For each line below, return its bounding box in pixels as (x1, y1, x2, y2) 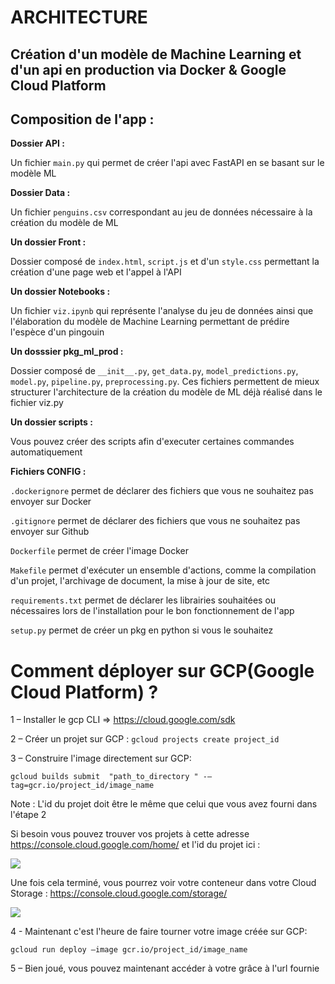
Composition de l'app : (10, 111, 155, 128)
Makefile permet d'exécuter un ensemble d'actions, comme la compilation (10, 564, 317, 576)
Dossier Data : (10, 187, 71, 199)
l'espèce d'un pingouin (10, 326, 105, 338)
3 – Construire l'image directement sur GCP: (10, 752, 192, 765)
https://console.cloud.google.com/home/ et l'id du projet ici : (10, 839, 261, 851)
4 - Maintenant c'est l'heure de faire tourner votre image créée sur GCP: (10, 926, 308, 938)
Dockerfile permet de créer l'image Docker (10, 545, 190, 557)
